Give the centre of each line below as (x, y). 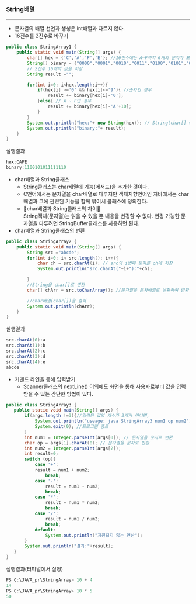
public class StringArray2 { (41, 241)
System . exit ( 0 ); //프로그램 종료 (72, 427)
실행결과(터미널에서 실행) (34, 569)
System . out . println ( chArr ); (61, 306)
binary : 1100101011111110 (36, 168)
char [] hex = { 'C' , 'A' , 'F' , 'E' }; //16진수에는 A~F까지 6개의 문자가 (105, 58)
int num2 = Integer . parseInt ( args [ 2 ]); (73, 448)
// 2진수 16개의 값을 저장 (55, 68)
